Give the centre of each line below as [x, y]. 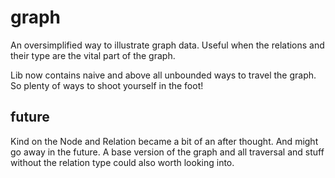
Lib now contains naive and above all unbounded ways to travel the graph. [163, 75]
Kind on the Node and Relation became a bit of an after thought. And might [164, 141]
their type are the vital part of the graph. [93, 55]
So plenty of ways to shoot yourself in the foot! [107, 85]
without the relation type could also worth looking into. [122, 162]
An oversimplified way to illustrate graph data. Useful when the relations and [167, 45]
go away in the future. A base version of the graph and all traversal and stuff [167, 152]
